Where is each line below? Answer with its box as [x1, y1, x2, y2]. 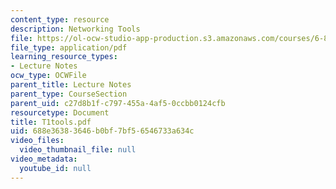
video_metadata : [10, 154, 78, 164]
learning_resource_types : [10, 52, 118, 62]
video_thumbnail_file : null [19, 145, 137, 155]
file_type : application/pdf [10, 42, 128, 53]
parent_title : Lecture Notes [10, 80, 132, 90]
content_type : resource [10, 14, 110, 25]
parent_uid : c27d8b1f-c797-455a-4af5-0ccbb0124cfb [10, 98, 226, 108]
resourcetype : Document [10, 107, 110, 118]
